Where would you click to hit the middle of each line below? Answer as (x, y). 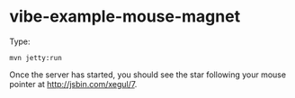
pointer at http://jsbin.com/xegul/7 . (73, 84)
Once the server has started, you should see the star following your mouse (147, 75)
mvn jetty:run (36, 58)
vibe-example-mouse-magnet (125, 17)
